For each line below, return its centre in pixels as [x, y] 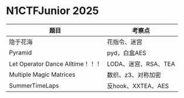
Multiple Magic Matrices [42, 75]
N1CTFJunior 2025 [52, 11]
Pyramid [21, 52]
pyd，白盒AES [127, 53]
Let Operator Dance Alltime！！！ [55, 64]
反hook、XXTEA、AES [138, 86]
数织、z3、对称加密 [134, 75]
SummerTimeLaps [34, 85]
